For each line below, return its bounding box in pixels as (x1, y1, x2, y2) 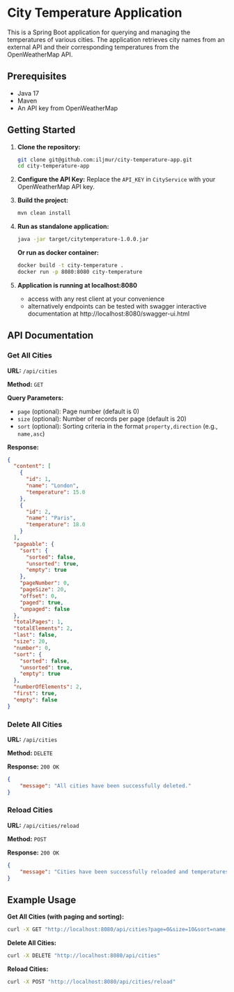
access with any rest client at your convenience (27, 295, 165, 303)
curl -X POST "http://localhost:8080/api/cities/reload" (7, 979, 176, 986)
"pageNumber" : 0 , (19, 579, 70, 587)
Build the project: (17, 196, 68, 205)
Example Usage (7, 894, 77, 905)
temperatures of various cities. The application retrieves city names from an (7, 35, 225, 43)
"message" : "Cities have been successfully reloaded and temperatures (19, 868, 229, 875)
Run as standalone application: (17, 222, 109, 231)
